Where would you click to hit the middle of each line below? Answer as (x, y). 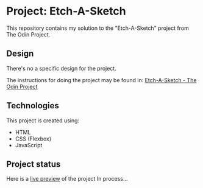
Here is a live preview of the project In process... (67, 179)
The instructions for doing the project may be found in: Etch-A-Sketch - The (101, 80)
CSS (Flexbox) (33, 139)
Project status (34, 164)
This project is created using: (43, 120)
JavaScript (29, 145)
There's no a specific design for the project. (62, 68)
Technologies (33, 106)
